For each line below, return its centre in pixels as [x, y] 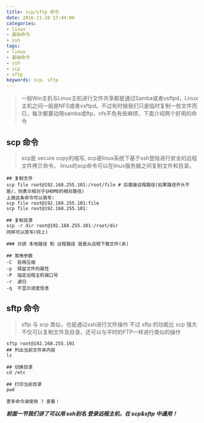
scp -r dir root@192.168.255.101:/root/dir [62, 226]
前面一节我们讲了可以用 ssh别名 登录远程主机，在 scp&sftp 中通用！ [92, 413]
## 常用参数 [20, 256]
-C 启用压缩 [21, 262]
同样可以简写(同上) [27, 232]
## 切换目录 [20, 367]
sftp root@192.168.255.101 [40, 343]
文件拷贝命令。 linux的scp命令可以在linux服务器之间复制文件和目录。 [108, 165]
